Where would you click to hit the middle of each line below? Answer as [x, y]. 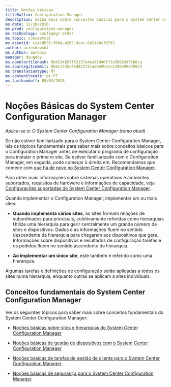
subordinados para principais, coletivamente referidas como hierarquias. [89, 218]
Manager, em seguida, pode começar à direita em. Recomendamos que [80, 162]
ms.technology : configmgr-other [39, 34]
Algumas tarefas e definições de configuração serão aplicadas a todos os [83, 271]
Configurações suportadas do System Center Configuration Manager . [78, 188]
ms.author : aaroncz [26, 52]
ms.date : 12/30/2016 [27, 24]
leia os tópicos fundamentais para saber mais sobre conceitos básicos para [84, 146]
